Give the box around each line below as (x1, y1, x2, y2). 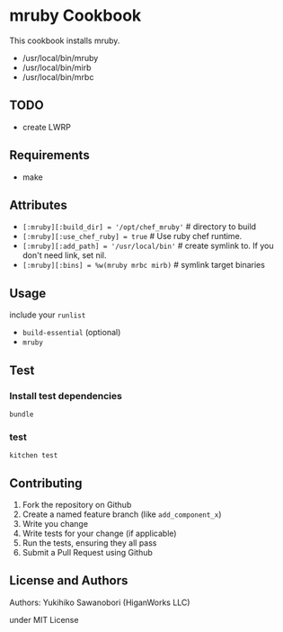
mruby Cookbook (9, 5, 142, 26)
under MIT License (9, 614, 79, 625)
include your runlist (9, 309, 86, 320)
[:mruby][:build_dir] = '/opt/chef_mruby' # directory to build (22, 221, 257, 232)
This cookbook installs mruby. (9, 35, 120, 46)
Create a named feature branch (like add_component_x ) (22, 509, 222, 520)
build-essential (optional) (22, 327, 121, 338)
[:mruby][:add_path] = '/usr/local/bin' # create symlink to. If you (22, 240, 274, 252)
